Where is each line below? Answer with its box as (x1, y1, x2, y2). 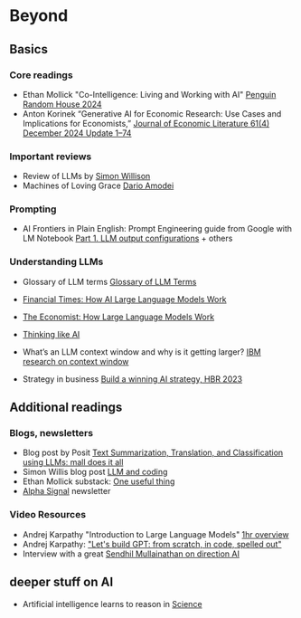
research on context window (22, 356, 129, 366)
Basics (9, 42, 48, 57)
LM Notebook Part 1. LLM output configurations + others (22, 233, 233, 244)
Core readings (9, 69, 74, 81)
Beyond (9, 5, 69, 26)
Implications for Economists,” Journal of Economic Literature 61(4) (22, 118, 270, 128)
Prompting (9, 203, 57, 215)
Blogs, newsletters (9, 427, 93, 440)
